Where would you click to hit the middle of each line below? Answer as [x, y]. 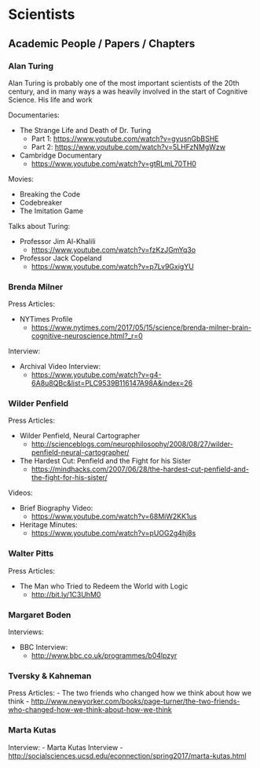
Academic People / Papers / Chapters [102, 44]
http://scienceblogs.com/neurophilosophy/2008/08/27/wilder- [132, 444]
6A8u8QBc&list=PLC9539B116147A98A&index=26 [112, 383]
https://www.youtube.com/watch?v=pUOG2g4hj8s [114, 534]
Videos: [20, 493]
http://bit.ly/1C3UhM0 [66, 594]
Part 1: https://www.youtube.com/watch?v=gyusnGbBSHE [125, 138]
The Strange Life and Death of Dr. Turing [85, 130]
